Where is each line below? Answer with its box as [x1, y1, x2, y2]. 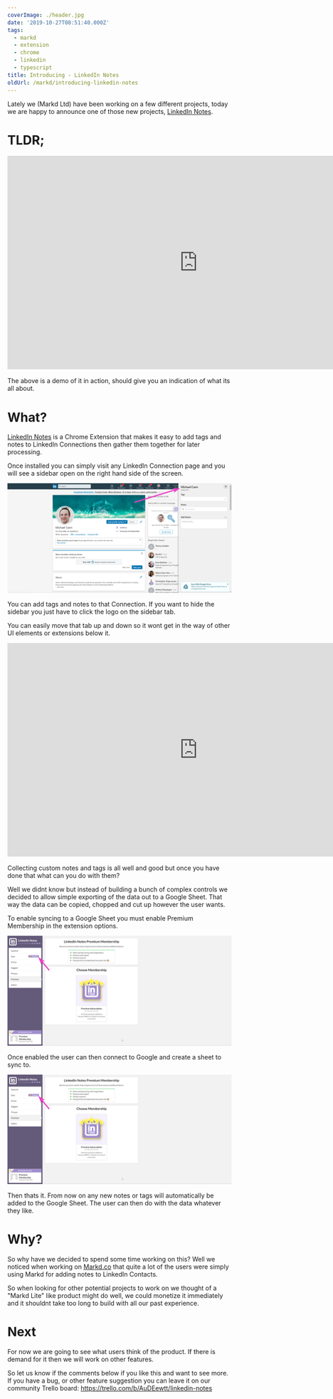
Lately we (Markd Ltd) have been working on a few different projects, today [7, 100, 228, 108]
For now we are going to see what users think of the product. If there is [7, 1347, 216, 1356]
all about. [7, 384, 35, 393]
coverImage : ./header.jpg [7, 11, 84, 19]
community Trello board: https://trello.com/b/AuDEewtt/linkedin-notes [7, 1383, 213, 1392]
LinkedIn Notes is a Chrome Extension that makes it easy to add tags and [7, 433, 222, 441]
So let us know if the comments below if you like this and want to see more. [7, 1368, 229, 1377]
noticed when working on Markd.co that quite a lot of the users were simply [7, 1262, 229, 1271]
